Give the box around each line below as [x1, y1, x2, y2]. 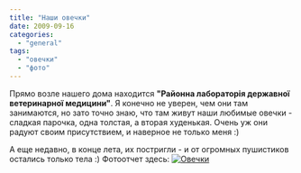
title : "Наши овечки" [9, 13, 91, 23]
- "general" [17, 38, 63, 48]
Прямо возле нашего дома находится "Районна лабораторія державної [9, 87, 290, 99]
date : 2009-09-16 [9, 22, 75, 31]
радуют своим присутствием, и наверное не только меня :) [9, 126, 240, 137]
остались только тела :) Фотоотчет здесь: [9, 153, 170, 164]
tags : [9, 47, 30, 56]
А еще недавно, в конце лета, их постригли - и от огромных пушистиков [9, 143, 289, 154]
